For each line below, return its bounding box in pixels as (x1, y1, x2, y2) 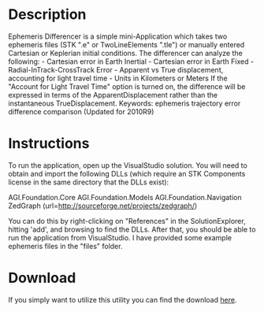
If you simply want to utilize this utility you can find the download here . (8, 295, 237, 304)
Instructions (8, 135, 90, 153)
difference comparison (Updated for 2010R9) (8, 106, 154, 116)
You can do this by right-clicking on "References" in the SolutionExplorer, (8, 216, 246, 225)
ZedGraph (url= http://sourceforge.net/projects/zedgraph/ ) (8, 201, 198, 210)
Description (8, 6, 87, 24)
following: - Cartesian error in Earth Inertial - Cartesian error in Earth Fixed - (8, 57, 255, 66)
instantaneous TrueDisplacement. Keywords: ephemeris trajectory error (8, 98, 241, 108)
